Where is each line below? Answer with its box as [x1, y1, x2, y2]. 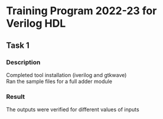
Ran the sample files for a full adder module [6, 78, 112, 85]
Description [6, 58, 41, 66]
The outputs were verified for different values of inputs [6, 106, 140, 113]
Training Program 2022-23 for [6, 4, 157, 18]
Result [6, 92, 25, 101]
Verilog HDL [6, 17, 66, 30]
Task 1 [6, 40, 30, 50]
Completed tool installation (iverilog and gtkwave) [6, 71, 127, 78]
